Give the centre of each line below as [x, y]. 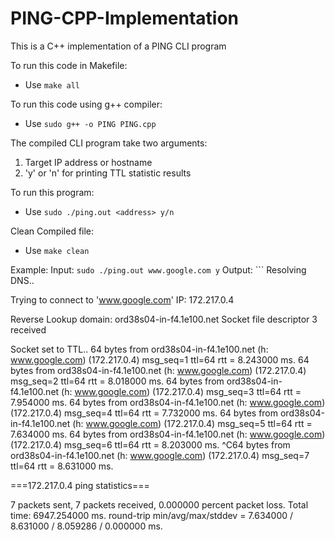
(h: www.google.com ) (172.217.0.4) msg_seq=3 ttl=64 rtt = [181, 391]
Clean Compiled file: [52, 231]
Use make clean [57, 250]
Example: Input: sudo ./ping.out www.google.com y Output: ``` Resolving [158, 269]
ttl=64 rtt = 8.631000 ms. [62, 466]
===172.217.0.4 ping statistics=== [80, 485]
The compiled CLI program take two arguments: [109, 143]
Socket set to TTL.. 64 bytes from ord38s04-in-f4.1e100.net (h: [139, 349]
